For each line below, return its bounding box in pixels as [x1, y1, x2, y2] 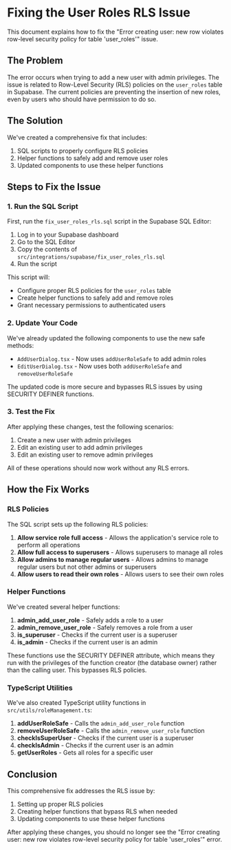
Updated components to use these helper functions [16, 161, 164, 169]
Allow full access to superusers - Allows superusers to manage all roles [16, 548, 223, 556]
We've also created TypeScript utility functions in [7, 699, 146, 707]
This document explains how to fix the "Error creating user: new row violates [7, 28, 224, 36]
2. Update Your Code [7, 318, 78, 328]
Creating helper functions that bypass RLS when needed [16, 807, 177, 816]
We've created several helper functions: [7, 602, 120, 611]
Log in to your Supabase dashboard [16, 230, 119, 239]
